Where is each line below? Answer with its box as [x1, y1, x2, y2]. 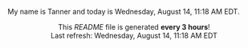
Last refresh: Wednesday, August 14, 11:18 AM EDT [50, 31, 218, 40]
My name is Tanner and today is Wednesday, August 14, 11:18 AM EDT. [7, 7, 240, 16]
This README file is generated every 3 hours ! [58, 22, 210, 31]
